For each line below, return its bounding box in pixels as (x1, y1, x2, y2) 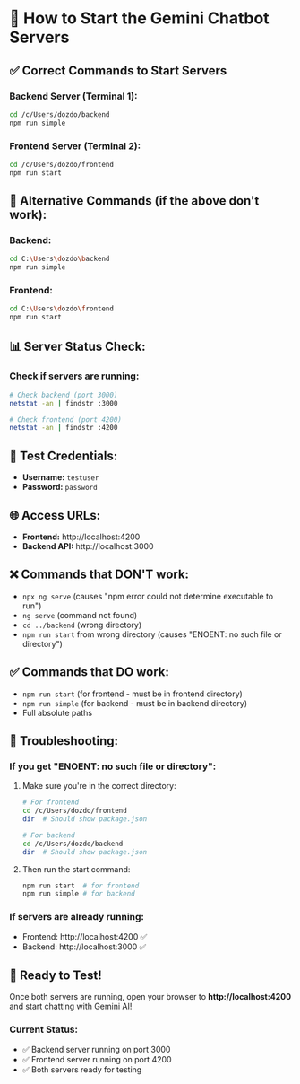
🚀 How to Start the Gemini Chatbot (9, 8, 270, 29)
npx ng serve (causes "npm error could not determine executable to (21, 590, 274, 601)
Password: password (21, 482, 98, 493)
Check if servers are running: (9, 370, 140, 382)
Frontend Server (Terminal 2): (9, 139, 141, 152)
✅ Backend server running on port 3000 (21, 1044, 171, 1054)
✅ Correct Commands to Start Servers (9, 63, 227, 78)
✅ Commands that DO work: (9, 664, 170, 680)
